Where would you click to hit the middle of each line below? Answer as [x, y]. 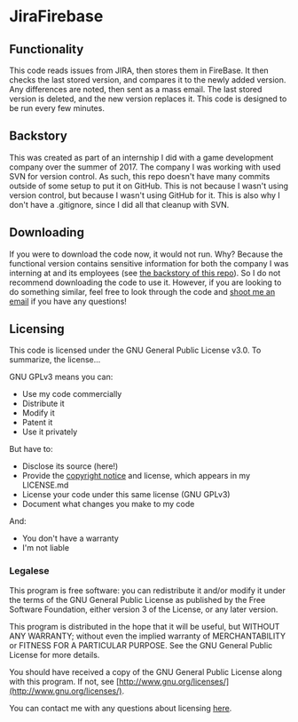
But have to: [31, 449]
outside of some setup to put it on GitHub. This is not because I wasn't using [149, 186]
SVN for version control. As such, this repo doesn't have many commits [140, 176]
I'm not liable [45, 548]
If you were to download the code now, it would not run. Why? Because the [146, 254]
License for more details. [55, 655]
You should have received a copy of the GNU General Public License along [145, 671]
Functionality [47, 49]
